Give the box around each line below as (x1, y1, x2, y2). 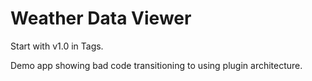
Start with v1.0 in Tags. (10, 40, 104, 52)
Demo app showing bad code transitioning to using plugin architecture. (10, 59, 303, 71)
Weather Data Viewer (10, 7, 192, 30)
